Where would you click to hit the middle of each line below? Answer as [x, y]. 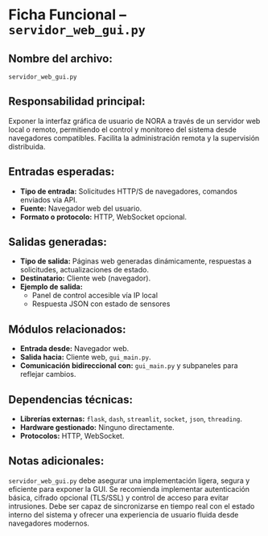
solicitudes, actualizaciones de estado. [84, 270]
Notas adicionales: [56, 461]
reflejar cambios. [48, 374]
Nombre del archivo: [60, 58]
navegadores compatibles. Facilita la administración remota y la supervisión [134, 137]
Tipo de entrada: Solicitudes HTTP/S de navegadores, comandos [128, 191]
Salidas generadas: [58, 242]
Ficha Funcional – [68, 15]
